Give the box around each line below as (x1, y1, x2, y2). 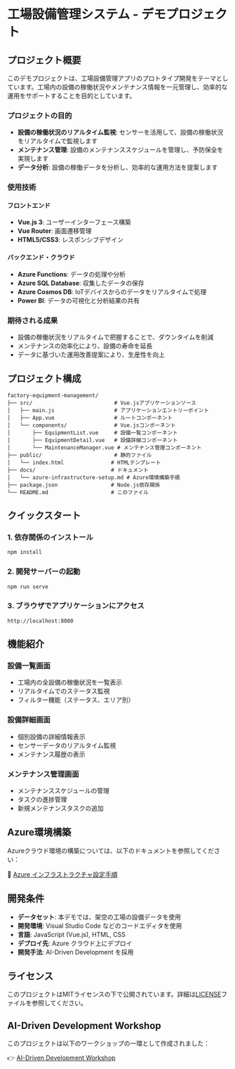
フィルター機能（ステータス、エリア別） (17, 696, 135, 704)
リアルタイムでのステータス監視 (17, 687, 110, 696)
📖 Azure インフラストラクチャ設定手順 (7, 870, 118, 878)
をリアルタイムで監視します (17, 137, 98, 145)
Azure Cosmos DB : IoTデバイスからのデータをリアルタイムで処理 (17, 287, 207, 296)
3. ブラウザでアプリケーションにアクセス (7, 601, 145, 611)
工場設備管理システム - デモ (7, 6, 166, 22)
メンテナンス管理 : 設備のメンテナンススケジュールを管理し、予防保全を (17, 145, 224, 154)
